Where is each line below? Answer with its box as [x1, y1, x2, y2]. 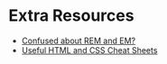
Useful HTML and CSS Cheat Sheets [21, 44, 158, 55]
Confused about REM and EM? [21, 35, 136, 46]
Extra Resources [8, 5, 135, 26]
